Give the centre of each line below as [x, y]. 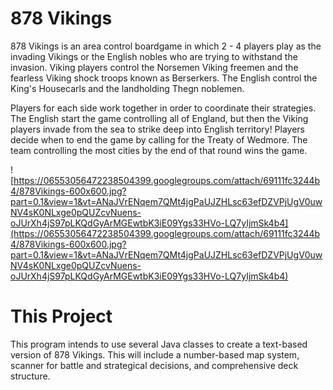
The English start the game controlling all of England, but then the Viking [159, 118]
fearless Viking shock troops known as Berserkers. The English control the [164, 78]
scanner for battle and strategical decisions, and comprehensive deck [154, 365]
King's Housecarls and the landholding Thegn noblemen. [127, 88]
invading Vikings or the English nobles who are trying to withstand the [154, 56]
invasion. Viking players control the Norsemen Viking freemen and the [154, 67]
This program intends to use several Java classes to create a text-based [159, 344]
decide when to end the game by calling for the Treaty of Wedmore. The [159, 139]
